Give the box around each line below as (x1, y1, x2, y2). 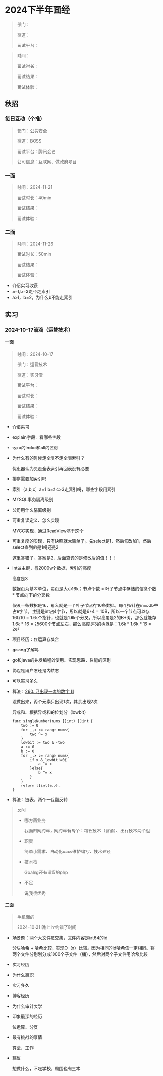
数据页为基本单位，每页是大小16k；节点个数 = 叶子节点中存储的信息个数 (12, 585, 157, 592)
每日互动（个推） (5, 115, 45, 122)
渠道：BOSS (17, 138, 42, 144)
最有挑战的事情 (12, 1034, 42, 1040)
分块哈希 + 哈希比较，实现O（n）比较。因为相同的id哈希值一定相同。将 (12, 945, 155, 951)
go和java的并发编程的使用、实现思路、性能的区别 (12, 657, 111, 663)
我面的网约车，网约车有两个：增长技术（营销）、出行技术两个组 (24, 828, 150, 833)
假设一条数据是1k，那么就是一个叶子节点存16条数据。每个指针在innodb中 (12, 602, 159, 608)
